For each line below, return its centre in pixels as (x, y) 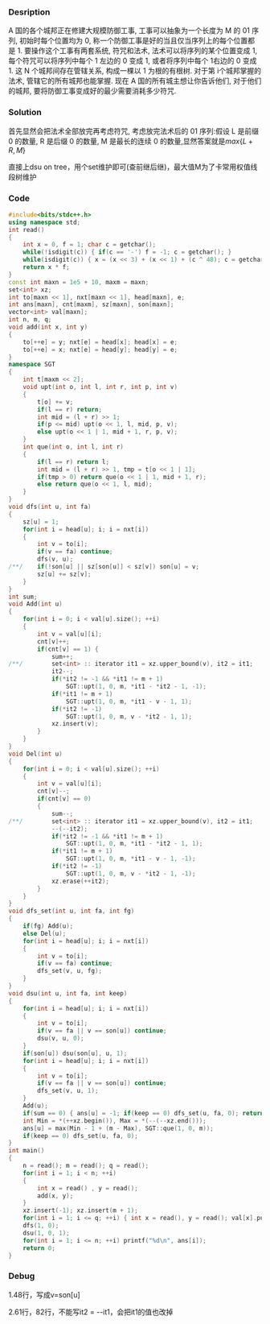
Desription (29, 12)
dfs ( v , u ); (55, 559)
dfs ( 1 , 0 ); (41, 1226)
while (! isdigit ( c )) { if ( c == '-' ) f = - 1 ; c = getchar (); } (127, 252)
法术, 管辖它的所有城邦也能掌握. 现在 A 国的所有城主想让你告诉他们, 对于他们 (135, 81)
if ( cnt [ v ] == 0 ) (64, 799)
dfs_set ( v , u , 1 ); (68, 1091)
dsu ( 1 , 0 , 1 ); (46, 1233)
